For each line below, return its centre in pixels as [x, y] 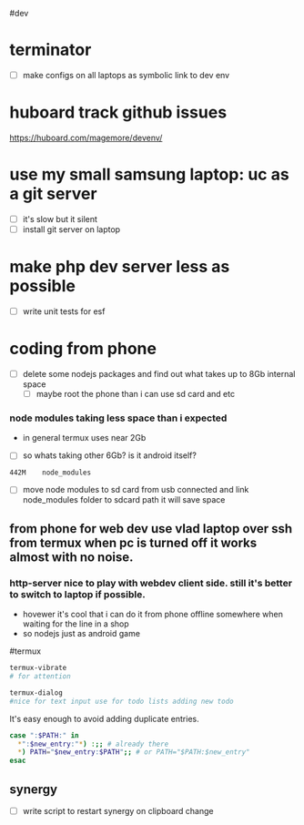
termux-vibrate [38, 668]
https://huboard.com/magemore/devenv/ [86, 137]
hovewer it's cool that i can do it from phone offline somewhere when [153, 615]
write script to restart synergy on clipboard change [118, 810]
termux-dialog [36, 693]
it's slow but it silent [60, 219]
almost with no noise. [71, 557]
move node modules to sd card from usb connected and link [136, 490]
